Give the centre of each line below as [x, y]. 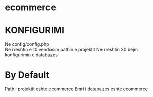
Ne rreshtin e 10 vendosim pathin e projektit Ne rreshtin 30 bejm [71, 50]
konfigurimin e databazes [31, 55]
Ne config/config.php [27, 44]
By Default [27, 75]
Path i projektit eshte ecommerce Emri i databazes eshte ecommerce [76, 89]
